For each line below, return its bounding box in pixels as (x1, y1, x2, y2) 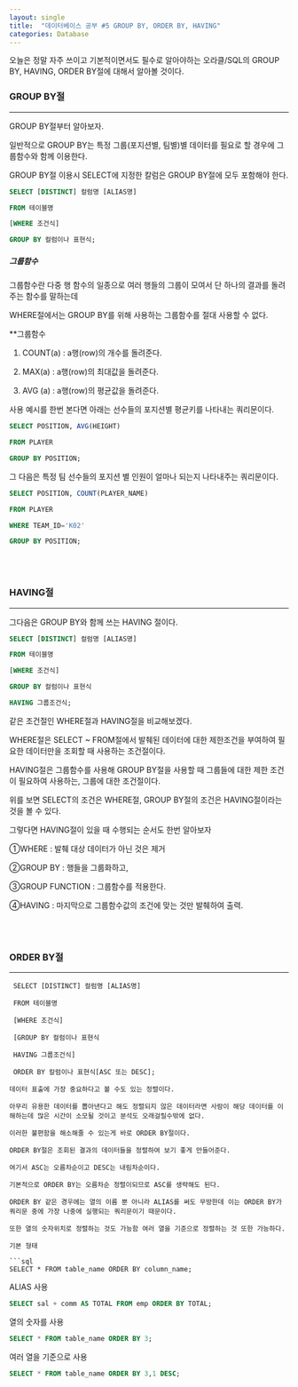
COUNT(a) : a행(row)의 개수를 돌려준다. (21, 347, 162, 358)
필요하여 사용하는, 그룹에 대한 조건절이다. (18, 775, 161, 786)
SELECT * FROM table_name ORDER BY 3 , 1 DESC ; (9, 1369, 180, 1378)
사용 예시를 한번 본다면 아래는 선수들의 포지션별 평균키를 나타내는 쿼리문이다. (9, 404, 275, 415)
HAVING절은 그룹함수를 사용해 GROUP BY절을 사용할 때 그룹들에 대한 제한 (9, 764, 269, 775)
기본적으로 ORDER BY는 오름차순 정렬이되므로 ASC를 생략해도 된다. (9, 1181, 221, 1190)
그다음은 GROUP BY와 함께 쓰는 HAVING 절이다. (9, 617, 178, 627)
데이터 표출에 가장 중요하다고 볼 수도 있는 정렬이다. (9, 1085, 175, 1094)
